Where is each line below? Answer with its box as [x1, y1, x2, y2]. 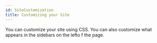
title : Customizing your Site [5, 12, 70, 17]
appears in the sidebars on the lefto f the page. [5, 32, 105, 38]
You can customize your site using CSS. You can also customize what [5, 26, 152, 32]
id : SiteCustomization [5, 7, 54, 13]
